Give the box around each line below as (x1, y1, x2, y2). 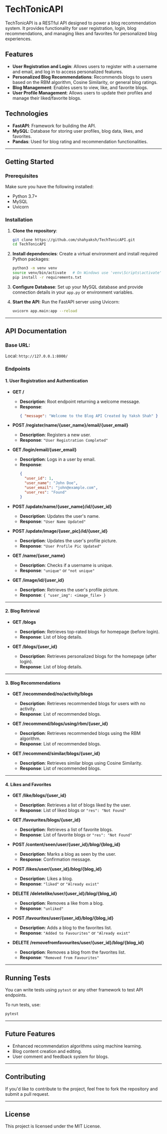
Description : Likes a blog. (19, 876, 73, 882)
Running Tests (5, 973, 51, 982)
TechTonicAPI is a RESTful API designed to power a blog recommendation (5, 20, 157, 26)
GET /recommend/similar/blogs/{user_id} (12, 750, 100, 756)
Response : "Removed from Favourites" (19, 955, 99, 961)
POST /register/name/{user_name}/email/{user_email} (12, 422, 129, 428)
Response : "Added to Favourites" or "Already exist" (19, 930, 131, 936)
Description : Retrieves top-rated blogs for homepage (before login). (19, 629, 160, 635)
